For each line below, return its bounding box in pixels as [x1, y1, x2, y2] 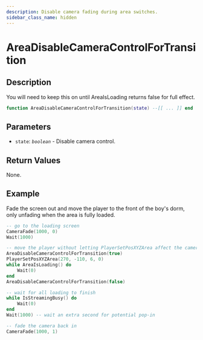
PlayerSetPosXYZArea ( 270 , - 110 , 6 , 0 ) [6, 256, 104, 263]
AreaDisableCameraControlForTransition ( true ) [6, 251, 123, 257]
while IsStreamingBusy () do [6, 295, 77, 301]
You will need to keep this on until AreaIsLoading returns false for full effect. [6, 93, 195, 100]
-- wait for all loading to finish [6, 289, 96, 296]
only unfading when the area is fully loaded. [6, 211, 116, 218]
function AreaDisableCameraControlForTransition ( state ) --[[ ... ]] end [6, 105, 193, 111]
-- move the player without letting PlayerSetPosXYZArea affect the [6, 245, 182, 251]
